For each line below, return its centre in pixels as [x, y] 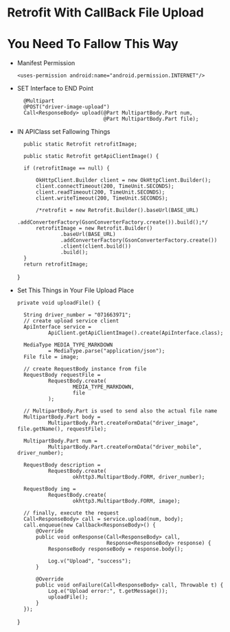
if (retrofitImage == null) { [67, 168]
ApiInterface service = [57, 327]
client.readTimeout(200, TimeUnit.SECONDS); [100, 192]
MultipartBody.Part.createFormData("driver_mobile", [125, 447]
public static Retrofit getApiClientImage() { [91, 156]
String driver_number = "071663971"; [78, 315]
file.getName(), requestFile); [62, 429]
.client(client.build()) [96, 246]
